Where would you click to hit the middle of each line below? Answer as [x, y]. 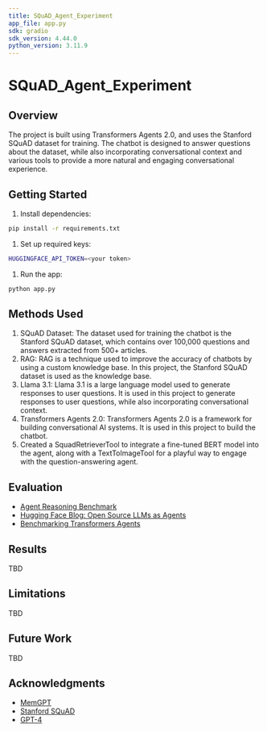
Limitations [37, 594]
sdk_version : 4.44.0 [43, 38]
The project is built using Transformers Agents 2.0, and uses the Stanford [130, 135]
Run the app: [41, 274]
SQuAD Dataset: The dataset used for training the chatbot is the [125, 333]
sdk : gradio [28, 31]
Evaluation [35, 487]
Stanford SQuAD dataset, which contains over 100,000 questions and [135, 342]
